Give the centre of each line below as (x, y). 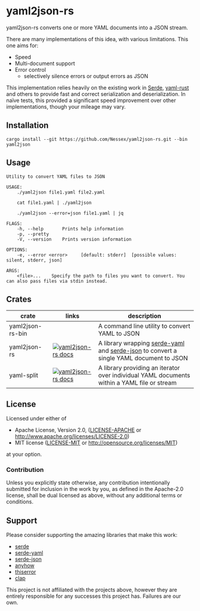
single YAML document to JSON (143, 358)
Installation (27, 126)
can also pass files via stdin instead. (57, 281)
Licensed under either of (36, 419)
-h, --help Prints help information (70, 229)
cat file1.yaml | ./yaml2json (54, 202)
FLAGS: (14, 223)
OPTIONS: (17, 250)
